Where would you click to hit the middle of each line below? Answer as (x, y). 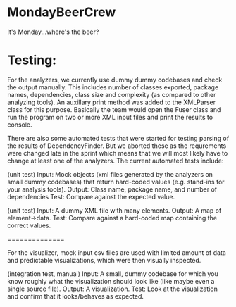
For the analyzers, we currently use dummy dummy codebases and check (115, 80)
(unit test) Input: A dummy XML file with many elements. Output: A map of (114, 210)
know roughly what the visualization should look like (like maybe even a (111, 281)
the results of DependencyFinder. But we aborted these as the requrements (117, 146)
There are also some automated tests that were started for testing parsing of (118, 138)
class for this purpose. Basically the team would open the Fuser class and (114, 109)
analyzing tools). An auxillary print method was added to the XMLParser (112, 102)
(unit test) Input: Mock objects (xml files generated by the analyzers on (110, 174)
